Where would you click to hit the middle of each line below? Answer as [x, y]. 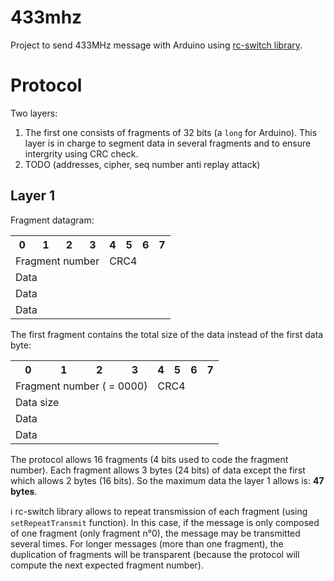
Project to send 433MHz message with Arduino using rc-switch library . [156, 45]
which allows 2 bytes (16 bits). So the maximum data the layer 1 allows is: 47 [167, 480]
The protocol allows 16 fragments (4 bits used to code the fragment [149, 459]
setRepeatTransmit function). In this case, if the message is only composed [165, 522]
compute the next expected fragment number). [107, 565]
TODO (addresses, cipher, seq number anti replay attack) [142, 164]
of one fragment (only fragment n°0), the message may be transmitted [155, 533]
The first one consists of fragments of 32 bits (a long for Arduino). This [171, 132]
